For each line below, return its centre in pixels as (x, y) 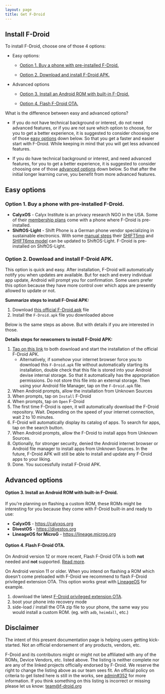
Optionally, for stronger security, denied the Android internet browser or (85, 444)
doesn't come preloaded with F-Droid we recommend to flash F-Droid (76, 576)
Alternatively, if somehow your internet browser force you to (81, 360)
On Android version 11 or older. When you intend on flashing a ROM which (80, 572)
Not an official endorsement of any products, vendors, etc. (81, 645)
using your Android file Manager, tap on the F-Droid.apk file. (81, 386)
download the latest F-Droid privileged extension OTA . (67, 597)
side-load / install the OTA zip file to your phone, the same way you (80, 607)
